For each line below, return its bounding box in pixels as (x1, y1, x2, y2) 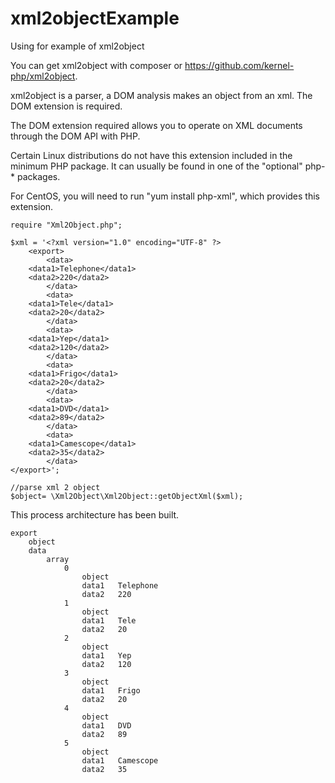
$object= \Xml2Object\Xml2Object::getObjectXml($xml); (10, 491, 244, 501)
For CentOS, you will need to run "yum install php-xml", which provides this (10, 190, 320, 202)
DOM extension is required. (10, 100, 123, 112)
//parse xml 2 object (10, 482, 101, 492)
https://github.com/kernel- (184, 59, 295, 71)
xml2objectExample (10, 7, 180, 30)
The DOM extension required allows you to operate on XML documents (10, 119, 303, 131)
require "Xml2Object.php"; (10, 220, 123, 230)
